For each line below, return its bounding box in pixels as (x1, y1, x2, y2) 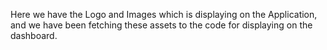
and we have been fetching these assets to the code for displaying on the (10, 19, 313, 31)
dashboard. (10, 30, 58, 41)
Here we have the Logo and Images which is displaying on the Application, (10, 9, 318, 20)
